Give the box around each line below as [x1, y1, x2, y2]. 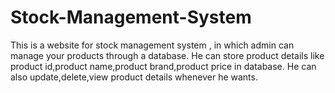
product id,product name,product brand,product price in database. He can [10, 60, 317, 72]
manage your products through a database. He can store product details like [10, 49, 325, 61]
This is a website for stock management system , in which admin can [10, 39, 295, 51]
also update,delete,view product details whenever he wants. [10, 71, 258, 83]
